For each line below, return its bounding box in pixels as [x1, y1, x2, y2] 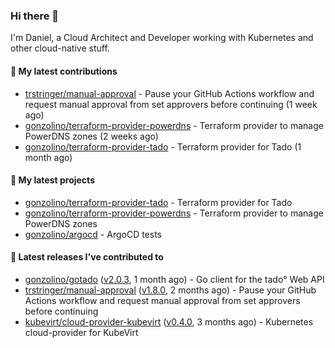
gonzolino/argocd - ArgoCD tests [24, 228, 163, 240]
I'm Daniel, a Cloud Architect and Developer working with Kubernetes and [10, 32, 314, 44]
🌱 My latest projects [10, 174, 95, 186]
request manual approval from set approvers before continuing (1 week [24, 98, 318, 110]
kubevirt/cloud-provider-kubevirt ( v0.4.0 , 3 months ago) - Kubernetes [24, 315, 314, 328]
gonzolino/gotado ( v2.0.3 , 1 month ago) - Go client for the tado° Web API [24, 273, 325, 285]
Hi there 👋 [10, 9, 60, 23]
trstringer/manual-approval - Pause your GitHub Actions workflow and [24, 87, 315, 99]
